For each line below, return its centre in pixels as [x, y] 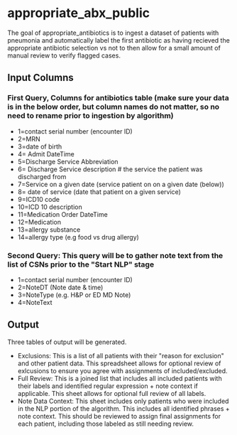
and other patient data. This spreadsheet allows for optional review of [119, 363]
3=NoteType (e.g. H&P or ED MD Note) [74, 295]
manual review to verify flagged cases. [64, 55]
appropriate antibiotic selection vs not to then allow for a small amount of [114, 48]
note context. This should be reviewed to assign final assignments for [119, 416]
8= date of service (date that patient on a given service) [99, 192]
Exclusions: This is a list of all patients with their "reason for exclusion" [121, 355]
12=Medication [39, 222]
